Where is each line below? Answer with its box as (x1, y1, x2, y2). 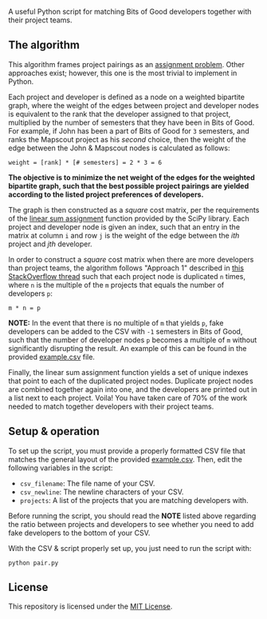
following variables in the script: (8, 463, 113, 473)
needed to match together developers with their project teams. (8, 401, 214, 411)
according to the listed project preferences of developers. (8, 190, 204, 199)
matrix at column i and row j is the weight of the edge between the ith (8, 230, 240, 240)
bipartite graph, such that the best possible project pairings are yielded (8, 181, 249, 190)
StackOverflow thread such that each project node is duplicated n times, (8, 271, 245, 281)
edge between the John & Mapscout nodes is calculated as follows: (8, 143, 230, 153)
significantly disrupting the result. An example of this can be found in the (8, 343, 247, 353)
